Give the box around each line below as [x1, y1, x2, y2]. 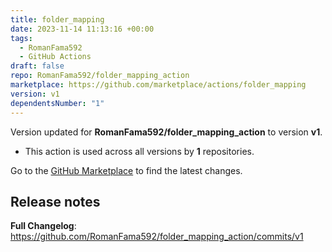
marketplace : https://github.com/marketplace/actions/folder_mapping [10, 80, 307, 90]
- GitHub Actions [19, 52, 92, 62]
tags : [10, 33, 33, 43]
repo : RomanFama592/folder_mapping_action [10, 71, 190, 81]
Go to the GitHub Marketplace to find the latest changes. [10, 164, 243, 176]
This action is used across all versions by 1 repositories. [24, 145, 255, 157]
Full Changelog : [10, 220, 77, 232]
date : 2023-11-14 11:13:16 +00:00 [10, 24, 155, 34]
